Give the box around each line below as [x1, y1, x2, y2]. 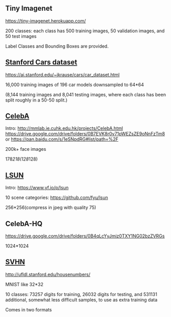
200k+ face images [5, 146, 47, 152]
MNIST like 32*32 [5, 281, 44, 287]
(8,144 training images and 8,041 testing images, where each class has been [5, 91, 166, 97]
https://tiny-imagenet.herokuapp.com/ [5, 17, 86, 24]
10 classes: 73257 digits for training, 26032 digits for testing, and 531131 [5, 291, 158, 297]
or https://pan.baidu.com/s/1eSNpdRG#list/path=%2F [5, 136, 119, 143]
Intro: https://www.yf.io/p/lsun [5, 185, 69, 191]
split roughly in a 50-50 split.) [5, 97, 68, 103]
